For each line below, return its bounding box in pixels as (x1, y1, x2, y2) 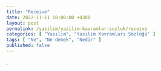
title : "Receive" (6, 8, 50, 15)
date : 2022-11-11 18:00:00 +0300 (6, 14, 91, 20)
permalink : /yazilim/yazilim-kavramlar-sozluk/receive (6, 25, 148, 32)
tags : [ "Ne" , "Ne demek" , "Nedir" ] (6, 37, 102, 43)
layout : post (6, 20, 39, 26)
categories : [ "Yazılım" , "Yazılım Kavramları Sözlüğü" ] (6, 31, 156, 37)
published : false (6, 43, 50, 49)
